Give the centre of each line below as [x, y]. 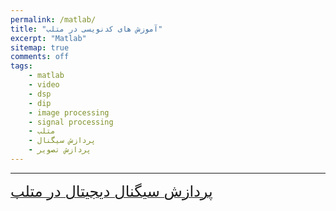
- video [44, 85]
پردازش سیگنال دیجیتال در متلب [111, 191]
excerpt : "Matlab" [48, 38]
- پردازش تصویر [60, 150]
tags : [21, 66]
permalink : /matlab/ [53, 19]
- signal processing [71, 122]
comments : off [40, 57]
